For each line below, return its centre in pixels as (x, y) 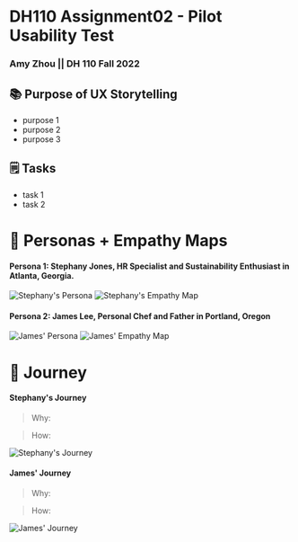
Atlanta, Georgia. (42, 275)
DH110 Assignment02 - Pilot (116, 17)
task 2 (34, 204)
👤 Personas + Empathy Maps (118, 240)
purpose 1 (41, 120)
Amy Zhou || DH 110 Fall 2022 (75, 64)
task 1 (33, 194)
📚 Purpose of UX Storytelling (93, 94)
